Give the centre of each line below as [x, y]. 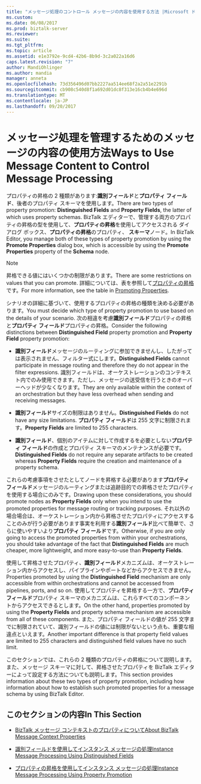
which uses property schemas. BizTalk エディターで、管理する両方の [91, 217]
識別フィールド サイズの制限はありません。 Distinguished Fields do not [102, 413]
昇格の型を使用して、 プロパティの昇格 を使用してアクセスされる [100, 224]
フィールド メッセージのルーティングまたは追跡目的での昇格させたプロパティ [100, 487]
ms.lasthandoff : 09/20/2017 [41, 106]
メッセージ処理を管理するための [85, 138]
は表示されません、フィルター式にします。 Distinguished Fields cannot [102, 358]
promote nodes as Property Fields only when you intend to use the [89, 502]
